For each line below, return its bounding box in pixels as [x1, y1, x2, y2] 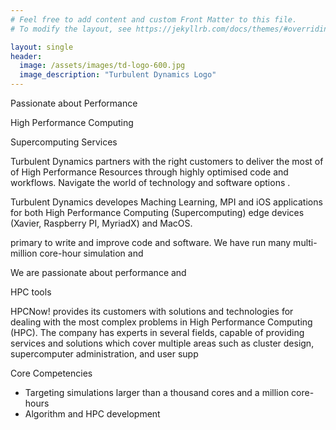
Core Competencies [10, 367, 93, 379]
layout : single [10, 42, 74, 52]
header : [10, 51, 43, 61]
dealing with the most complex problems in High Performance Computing [10, 316, 313, 328]
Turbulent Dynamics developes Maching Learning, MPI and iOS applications [10, 196, 323, 208]
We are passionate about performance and [10, 267, 187, 278]
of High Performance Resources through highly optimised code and [10, 166, 289, 178]
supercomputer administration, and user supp [10, 348, 199, 360]
